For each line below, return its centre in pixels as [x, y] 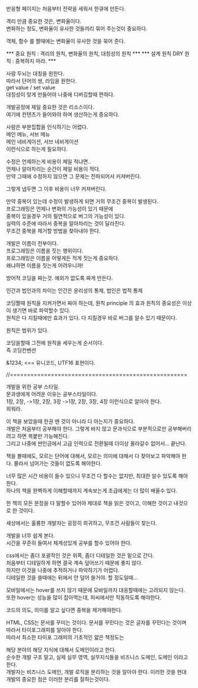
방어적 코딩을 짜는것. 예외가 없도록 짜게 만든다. [60, 278]
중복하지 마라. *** [36, 61]
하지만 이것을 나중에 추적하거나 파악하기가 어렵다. [63, 570]
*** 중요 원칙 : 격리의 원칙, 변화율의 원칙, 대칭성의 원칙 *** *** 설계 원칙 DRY [95, 54]
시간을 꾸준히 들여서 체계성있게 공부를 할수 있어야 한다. [69, 543]
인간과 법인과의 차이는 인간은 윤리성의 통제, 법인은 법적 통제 [75, 290]
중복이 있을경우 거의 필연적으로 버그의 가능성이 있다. [66, 216]
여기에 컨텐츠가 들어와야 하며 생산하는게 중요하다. [63, 114]
